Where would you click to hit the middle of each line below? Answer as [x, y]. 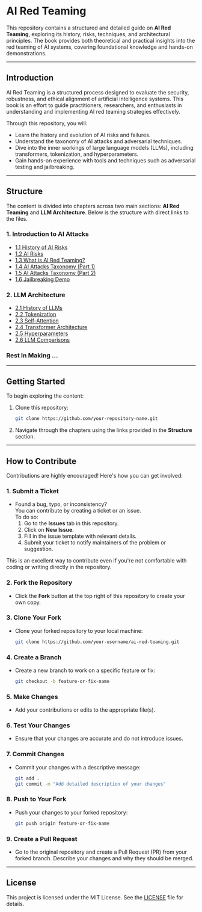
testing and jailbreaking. [44, 167]
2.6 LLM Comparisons [42, 340]
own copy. [28, 602]
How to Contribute [41, 461]
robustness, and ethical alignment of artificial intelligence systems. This [95, 99]
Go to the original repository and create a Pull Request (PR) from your [101, 852]
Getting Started [36, 381]
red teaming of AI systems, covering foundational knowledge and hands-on [100, 47]
